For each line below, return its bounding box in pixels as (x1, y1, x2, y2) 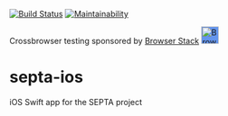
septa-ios (9, 67, 84, 87)
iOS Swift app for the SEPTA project (9, 96, 143, 107)
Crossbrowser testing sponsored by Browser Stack (9, 36, 200, 46)
